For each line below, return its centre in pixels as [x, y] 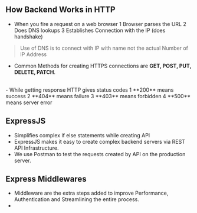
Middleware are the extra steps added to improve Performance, [91, 193]
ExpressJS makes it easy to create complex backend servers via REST [99, 141]
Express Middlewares [46, 179]
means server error [29, 102]
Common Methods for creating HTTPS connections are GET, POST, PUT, [103, 66]
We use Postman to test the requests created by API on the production [100, 154]
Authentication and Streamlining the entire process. [76, 199]
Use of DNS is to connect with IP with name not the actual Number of [104, 48]
